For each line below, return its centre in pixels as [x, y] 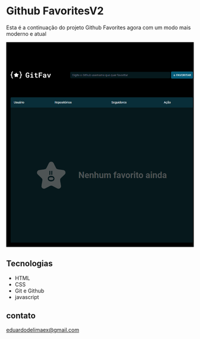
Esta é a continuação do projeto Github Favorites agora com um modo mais [99, 27]
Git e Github [29, 291]
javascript [27, 297]
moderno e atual [26, 33]
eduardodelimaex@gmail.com [43, 330]
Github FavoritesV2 [55, 11]
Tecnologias [29, 264]
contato [21, 316]
